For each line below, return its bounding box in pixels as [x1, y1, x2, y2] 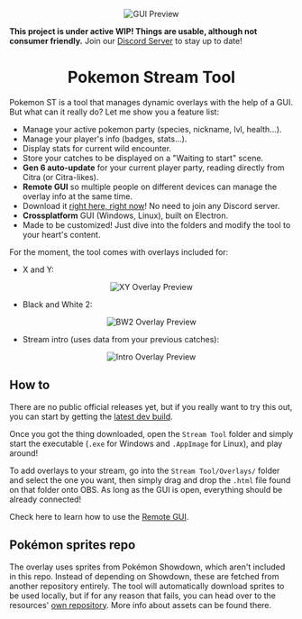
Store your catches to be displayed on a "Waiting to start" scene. [22, 152, 264, 163]
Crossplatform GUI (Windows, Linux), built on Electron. [22, 210, 229, 221]
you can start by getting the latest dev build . [9, 411, 173, 422]
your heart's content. [22, 229, 101, 240]
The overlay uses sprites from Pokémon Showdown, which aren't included [9, 561, 286, 572]
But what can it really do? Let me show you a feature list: [9, 106, 219, 117]
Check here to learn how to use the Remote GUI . [9, 511, 189, 522]
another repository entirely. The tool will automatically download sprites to [9, 580, 285, 591]
